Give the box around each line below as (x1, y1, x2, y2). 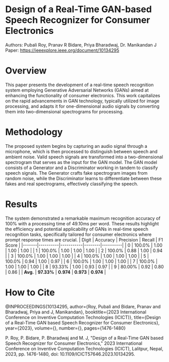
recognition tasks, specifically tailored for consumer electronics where (5, 231, 152, 237)
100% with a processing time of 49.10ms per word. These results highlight (5, 220, 159, 226)
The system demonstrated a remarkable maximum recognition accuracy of (5, 215, 160, 221)
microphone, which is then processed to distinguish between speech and (5, 148, 158, 154)
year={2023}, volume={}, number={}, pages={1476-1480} (5, 325, 126, 331)
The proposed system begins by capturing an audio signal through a (5, 143, 147, 149)
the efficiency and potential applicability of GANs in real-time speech (5, 226, 149, 232)
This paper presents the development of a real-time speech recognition (5, 82, 154, 88)
